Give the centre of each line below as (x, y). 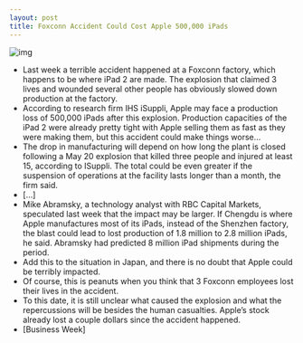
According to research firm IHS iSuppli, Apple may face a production (150, 108)
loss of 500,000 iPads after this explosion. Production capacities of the (155, 118)
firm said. (40, 185)
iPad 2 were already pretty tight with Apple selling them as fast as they (154, 127)
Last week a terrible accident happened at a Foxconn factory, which (149, 70)
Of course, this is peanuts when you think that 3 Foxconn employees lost (158, 281)
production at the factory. (70, 98)
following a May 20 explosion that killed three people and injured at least (157, 156)
